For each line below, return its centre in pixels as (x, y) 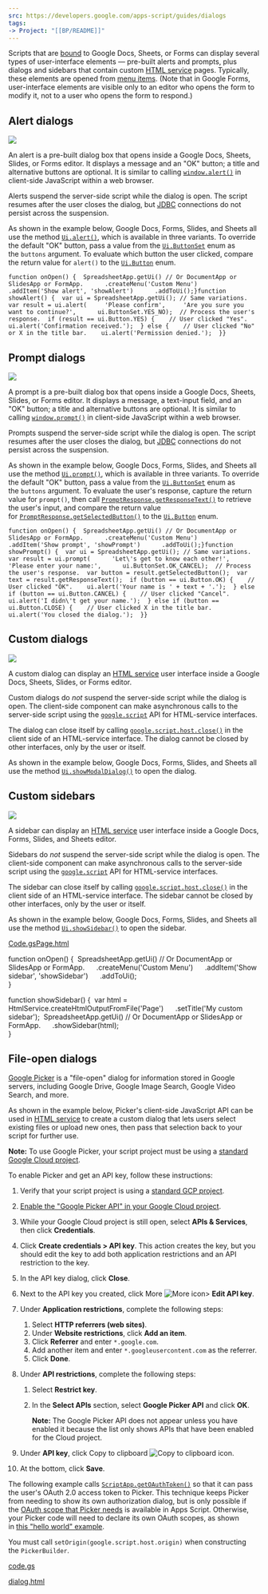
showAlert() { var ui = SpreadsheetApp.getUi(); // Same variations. (128, 298)
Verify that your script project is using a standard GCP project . (122, 1191)
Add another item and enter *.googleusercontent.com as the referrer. (144, 1350)
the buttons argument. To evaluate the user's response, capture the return (130, 491)
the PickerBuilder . (39, 1551)
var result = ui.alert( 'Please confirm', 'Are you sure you (126, 305)
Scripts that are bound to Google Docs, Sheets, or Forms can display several (134, 54)
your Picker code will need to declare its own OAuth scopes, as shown (124, 1518)
